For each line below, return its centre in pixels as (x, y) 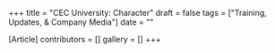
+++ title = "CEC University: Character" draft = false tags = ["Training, (138, 13)
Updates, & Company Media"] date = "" (81, 22)
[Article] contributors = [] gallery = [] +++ (85, 39)
